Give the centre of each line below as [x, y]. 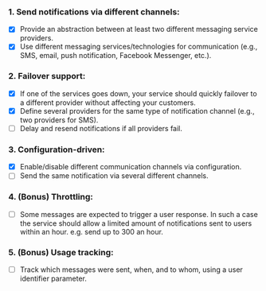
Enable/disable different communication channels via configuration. [131, 167]
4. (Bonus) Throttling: [51, 197]
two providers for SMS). [59, 120]
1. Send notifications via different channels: [94, 12]
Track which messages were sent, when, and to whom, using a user [131, 270]
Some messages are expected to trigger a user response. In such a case [139, 214]
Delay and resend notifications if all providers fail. [101, 128]
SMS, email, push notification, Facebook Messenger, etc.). [115, 56]
